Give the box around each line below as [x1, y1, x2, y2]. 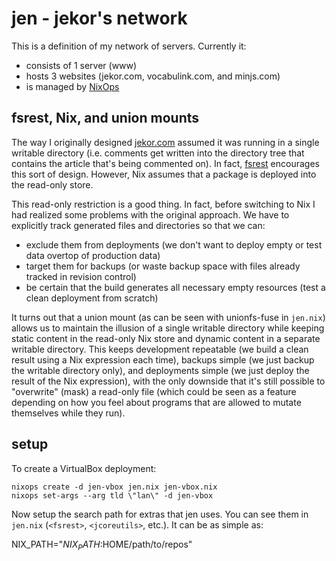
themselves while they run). [11, 407, 126, 419]
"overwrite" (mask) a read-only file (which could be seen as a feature [11, 385, 297, 397]
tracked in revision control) [25, 270, 137, 282]
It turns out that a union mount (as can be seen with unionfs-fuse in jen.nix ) [11, 311, 326, 323]
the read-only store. [11, 178, 94, 191]
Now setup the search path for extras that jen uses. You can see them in [11, 508, 309, 520]
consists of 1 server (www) [25, 59, 138, 71]
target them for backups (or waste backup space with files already [25, 260, 301, 272]
